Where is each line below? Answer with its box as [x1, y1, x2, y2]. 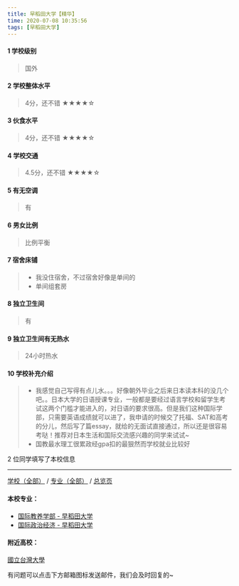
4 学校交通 [7, 151, 38, 160]
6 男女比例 [7, 220, 38, 229]
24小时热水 [24, 351, 58, 360]
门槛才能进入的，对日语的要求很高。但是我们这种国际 [60, 404, 217, 413]
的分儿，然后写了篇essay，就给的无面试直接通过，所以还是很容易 [35, 422, 228, 431]
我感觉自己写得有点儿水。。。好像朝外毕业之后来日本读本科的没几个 [35, 386, 229, 395]
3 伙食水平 [7, 116, 38, 125]
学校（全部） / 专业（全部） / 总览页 [7, 477, 112, 485]
